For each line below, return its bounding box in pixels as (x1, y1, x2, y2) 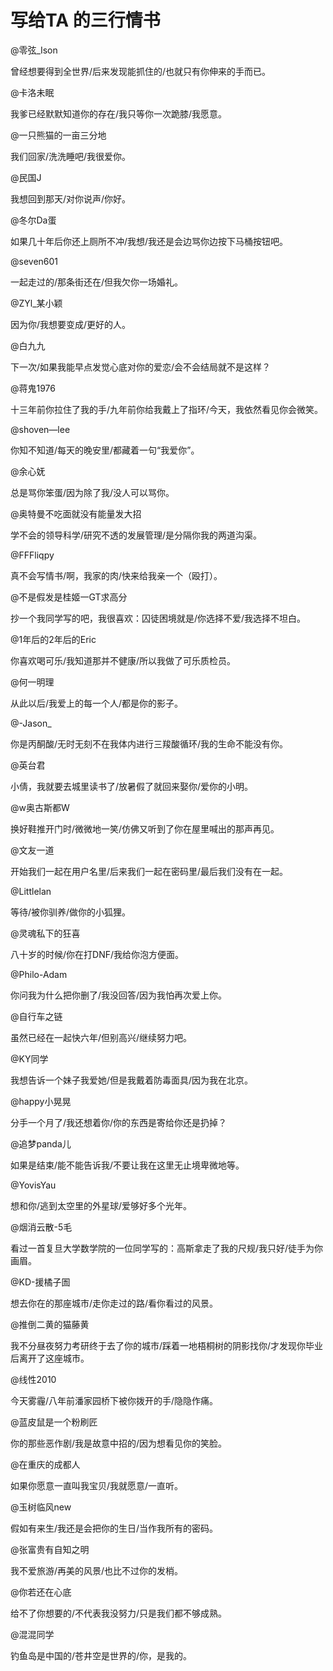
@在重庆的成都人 (10, 1458, 81, 1470)
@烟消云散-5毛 (10, 1221, 73, 1233)
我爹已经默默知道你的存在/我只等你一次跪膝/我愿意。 (10, 107, 228, 120)
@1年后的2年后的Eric (10, 633, 97, 645)
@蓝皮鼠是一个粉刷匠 (10, 1416, 98, 1428)
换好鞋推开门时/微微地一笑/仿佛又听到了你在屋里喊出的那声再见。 (10, 822, 280, 835)
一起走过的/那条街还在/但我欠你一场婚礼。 (10, 276, 184, 288)
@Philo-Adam (10, 968, 68, 980)
